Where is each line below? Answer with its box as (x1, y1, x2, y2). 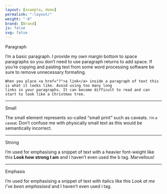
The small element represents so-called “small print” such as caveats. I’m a (5, 115, 158, 120)
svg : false (5, 30, 28, 35)
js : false (5, 26, 26, 31)
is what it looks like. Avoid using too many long (5, 83, 112, 88)
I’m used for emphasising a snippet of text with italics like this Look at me (5, 178, 155, 184)
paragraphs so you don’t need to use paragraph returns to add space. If (5, 59, 153, 64)
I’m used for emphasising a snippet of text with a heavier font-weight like (5, 149, 155, 155)
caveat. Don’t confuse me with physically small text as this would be (5, 120, 143, 126)
